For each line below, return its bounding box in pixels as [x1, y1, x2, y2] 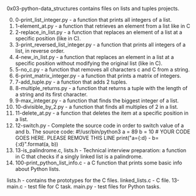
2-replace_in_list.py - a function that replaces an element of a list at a [15, 29, 183, 36]
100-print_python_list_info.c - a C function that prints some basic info [15, 159, 183, 166]
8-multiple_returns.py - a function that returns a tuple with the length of [15, 85, 188, 91]
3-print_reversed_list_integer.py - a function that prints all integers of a [15, 41, 186, 48]
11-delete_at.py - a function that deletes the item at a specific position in [15, 109, 189, 116]
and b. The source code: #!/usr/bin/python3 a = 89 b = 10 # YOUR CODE [15, 128, 191, 135]
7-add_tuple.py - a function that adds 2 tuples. [15, 78, 128, 85]
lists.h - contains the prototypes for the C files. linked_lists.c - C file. [6, 177, 171, 184]
